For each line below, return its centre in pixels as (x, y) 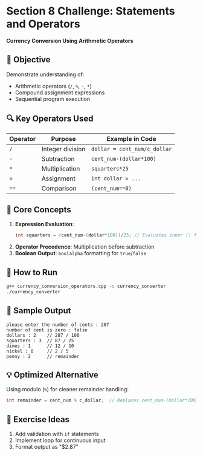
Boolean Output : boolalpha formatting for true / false (81, 253)
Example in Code (131, 138)
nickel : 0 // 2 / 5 (37, 351)
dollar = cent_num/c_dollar (132, 149)
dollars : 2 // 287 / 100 (43, 335)
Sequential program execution (53, 99)
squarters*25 (110, 168)
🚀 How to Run (32, 272)
